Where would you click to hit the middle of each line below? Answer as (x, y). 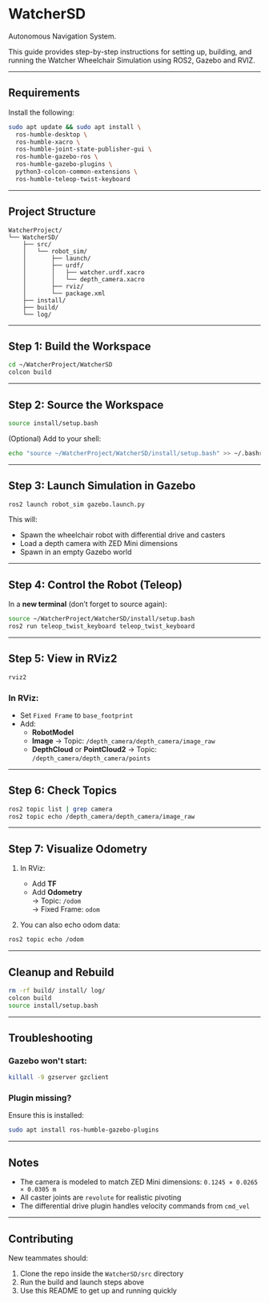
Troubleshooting (51, 1038)
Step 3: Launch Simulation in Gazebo (102, 486)
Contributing (41, 1238)
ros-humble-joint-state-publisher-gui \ (84, 149)
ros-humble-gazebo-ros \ (57, 157)
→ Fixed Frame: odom (66, 909)
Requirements (44, 93)
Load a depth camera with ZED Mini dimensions (99, 544)
